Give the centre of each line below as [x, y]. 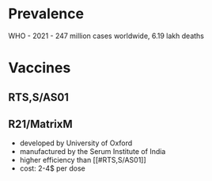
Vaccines [40, 68]
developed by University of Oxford [76, 143]
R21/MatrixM [40, 124]
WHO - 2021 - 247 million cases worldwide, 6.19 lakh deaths [106, 36]
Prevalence [46, 14]
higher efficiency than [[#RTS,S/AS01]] [83, 160]
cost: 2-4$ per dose [52, 168]
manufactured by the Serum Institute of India [93, 152]
